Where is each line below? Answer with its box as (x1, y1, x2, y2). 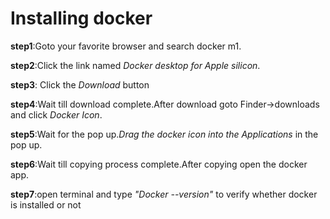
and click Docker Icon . (10, 108, 103, 121)
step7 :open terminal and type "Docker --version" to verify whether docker (10, 188, 318, 200)
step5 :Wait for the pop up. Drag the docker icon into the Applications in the (10, 128, 319, 140)
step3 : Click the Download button (10, 78, 150, 91)
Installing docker (10, 7, 153, 30)
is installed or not (10, 198, 82, 211)
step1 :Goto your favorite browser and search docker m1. (10, 40, 242, 52)
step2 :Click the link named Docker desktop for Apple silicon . (10, 59, 261, 71)
